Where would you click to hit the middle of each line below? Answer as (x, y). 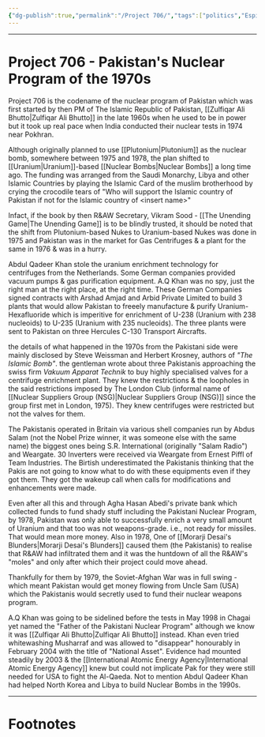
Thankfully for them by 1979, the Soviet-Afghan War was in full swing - (123, 577)
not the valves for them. (47, 414)
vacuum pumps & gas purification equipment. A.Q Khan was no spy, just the (131, 280)
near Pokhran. (31, 134)
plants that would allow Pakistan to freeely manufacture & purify (112, 306)
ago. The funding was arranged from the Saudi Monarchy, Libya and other (129, 175)
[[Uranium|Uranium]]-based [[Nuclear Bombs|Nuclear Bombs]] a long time (130, 166)
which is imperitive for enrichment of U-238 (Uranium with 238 (154, 314)
